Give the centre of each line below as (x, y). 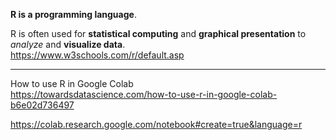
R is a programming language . (73, 14)
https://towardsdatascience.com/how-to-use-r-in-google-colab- (144, 94)
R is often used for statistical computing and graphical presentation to (158, 33)
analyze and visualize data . (68, 44)
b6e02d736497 (42, 105)
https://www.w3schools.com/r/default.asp (97, 55)
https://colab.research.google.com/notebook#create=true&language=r (156, 124)
